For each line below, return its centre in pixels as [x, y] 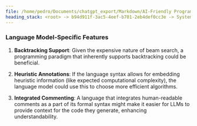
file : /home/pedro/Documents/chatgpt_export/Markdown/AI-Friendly [89, 11]
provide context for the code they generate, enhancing [80, 110]
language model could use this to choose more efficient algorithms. [96, 86]
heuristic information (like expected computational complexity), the [95, 80]
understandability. [36, 116]
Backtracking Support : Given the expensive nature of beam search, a [98, 50]
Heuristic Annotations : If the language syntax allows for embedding [97, 74]
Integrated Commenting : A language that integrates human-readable [98, 98]
